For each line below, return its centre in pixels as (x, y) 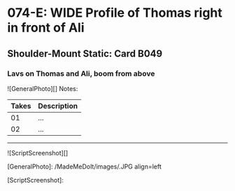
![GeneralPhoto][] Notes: (43, 88)
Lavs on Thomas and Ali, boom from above (81, 73)
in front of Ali (46, 28)
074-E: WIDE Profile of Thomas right (115, 13)
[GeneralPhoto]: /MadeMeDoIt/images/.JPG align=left (85, 167)
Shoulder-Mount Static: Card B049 (85, 54)
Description (58, 106)
